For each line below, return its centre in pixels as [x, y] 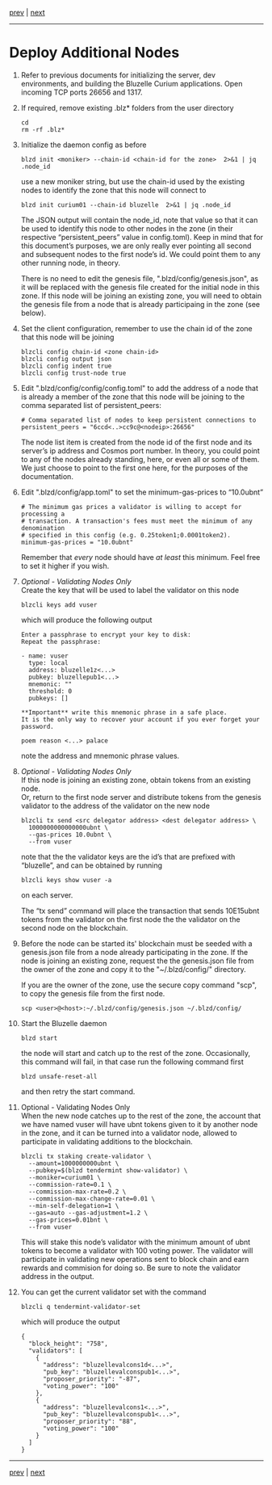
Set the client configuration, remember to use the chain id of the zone [136, 328]
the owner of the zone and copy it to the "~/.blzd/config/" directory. [134, 969]
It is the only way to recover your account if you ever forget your [140, 719]
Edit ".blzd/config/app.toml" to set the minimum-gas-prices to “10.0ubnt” [142, 492]
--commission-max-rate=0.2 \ [77, 1192]
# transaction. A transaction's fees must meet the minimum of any [136, 521]
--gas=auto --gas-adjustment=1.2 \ [88, 1213]
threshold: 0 [50, 691]
